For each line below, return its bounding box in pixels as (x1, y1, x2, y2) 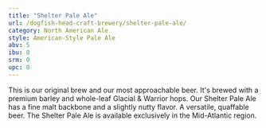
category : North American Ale (8, 26, 109, 34)
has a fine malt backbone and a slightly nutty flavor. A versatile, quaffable (8, 102, 249, 111)
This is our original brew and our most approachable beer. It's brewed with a (8, 85, 259, 95)
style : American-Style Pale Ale (8, 33, 115, 42)
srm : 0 (8, 56, 30, 64)
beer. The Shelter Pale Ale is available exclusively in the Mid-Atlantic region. (8, 111, 257, 120)
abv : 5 (8, 41, 30, 49)
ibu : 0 (8, 48, 30, 56)
